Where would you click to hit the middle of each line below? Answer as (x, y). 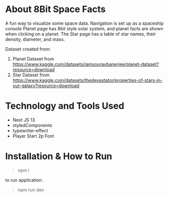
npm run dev (31, 189)
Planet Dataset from (33, 58)
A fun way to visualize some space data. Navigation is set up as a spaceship (84, 23)
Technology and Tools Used (65, 106)
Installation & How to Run (59, 156)
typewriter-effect (30, 130)
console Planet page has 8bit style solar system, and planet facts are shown (84, 28)
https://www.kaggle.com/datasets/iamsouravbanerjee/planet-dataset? (86, 64)
